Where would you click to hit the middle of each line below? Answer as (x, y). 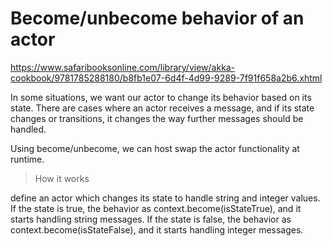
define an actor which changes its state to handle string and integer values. (165, 198)
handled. (28, 129)
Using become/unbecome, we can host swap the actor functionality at (155, 148)
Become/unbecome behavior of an (157, 18)
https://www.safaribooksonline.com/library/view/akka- (123, 67)
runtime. (27, 159)
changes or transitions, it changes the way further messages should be (157, 118)
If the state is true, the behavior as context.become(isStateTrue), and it (156, 208)
